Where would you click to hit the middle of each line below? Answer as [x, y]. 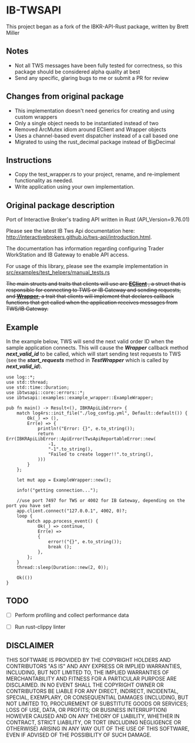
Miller [13, 32]
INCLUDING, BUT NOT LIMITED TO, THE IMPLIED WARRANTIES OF [88, 672]
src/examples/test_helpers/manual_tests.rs [58, 272]
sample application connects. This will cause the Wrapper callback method [97, 348]
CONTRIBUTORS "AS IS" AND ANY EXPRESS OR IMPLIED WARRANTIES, [94, 666]
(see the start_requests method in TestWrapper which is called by [88, 360]
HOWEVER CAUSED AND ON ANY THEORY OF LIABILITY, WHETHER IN [93, 716]
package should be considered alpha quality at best [77, 72]
